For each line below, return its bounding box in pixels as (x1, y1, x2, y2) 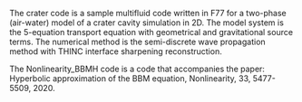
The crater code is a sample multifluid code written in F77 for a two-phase (9, 8, 287, 18)
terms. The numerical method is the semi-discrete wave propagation (9, 36, 266, 47)
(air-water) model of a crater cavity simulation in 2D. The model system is (9, 17, 284, 28)
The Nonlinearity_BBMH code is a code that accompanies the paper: (9, 63, 266, 74)
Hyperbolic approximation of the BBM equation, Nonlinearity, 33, (9, 73, 251, 84)
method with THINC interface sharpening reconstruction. (9, 46, 222, 57)
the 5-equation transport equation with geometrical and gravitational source (9, 27, 293, 37)
